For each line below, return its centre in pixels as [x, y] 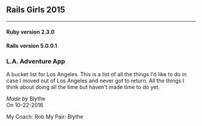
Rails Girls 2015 [36, 10]
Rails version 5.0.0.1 [32, 46]
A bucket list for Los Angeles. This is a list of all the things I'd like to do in [96, 74]
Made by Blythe [26, 99]
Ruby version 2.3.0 [31, 32]
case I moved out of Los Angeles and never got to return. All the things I [95, 81]
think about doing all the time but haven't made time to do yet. [83, 87]
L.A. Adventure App [36, 61]
